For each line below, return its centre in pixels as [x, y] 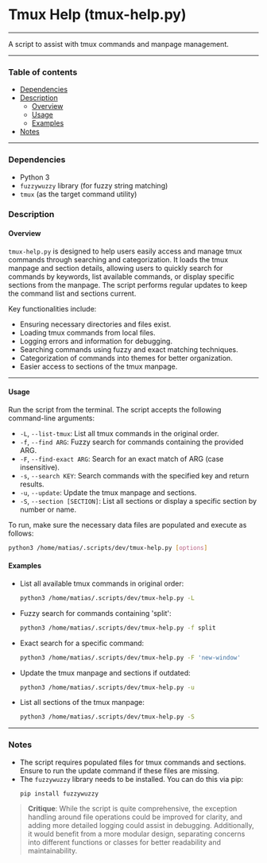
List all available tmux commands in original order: [102, 583]
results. [32, 484]
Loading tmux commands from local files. [87, 332]
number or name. [48, 509]
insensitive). [39, 467]
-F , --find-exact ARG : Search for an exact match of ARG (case [122, 459]
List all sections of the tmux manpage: [82, 702]
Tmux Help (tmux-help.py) [97, 15]
